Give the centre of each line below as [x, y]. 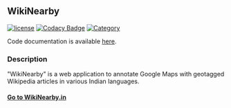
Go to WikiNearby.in [37, 97]
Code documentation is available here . [62, 41]
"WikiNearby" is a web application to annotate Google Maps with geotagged [116, 74]
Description [27, 59]
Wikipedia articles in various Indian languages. [73, 81]
